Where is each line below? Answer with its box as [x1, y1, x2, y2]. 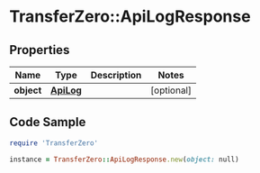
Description [90, 69, 142, 81]
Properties [9, 42, 70, 58]
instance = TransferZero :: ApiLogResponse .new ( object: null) [9, 155, 240, 164]
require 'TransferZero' [9, 138, 99, 148]
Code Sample [9, 114, 86, 130]
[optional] [149, 84, 192, 96]
